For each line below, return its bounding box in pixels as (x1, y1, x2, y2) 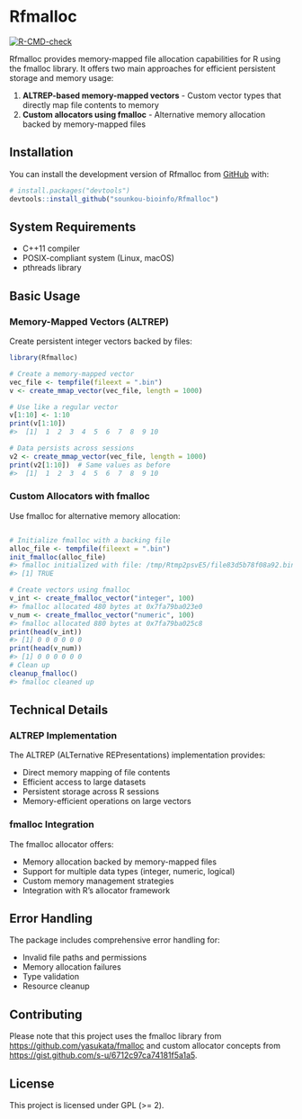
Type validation (22, 971, 80, 982)
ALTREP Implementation (9, 729, 118, 741)
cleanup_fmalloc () (9, 668, 78, 678)
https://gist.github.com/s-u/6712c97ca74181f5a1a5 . (9, 1050, 198, 1061)
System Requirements (9, 219, 137, 235)
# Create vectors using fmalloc (9, 586, 130, 595)
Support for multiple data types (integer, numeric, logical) (22, 865, 235, 876)
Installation (9, 145, 74, 160)
